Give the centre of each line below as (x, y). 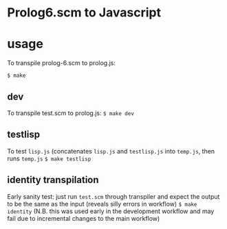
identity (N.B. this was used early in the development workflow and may (111, 211)
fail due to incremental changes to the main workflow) (84, 218)
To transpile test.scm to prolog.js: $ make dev (71, 113)
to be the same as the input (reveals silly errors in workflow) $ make (102, 204)
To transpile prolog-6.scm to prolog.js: (61, 63)
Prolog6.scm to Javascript (84, 13)
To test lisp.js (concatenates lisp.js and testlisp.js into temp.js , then (111, 151)
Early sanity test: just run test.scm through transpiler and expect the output (113, 196)
